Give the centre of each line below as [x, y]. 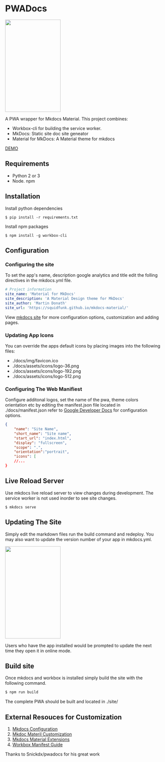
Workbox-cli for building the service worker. [57, 128]
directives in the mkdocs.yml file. [39, 281]
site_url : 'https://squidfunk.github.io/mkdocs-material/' [67, 308]
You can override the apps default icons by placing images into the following [83, 346]
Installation [23, 197]
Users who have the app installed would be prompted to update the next [78, 645]
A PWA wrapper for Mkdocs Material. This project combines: [66, 119]
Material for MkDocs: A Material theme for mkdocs [63, 139]
